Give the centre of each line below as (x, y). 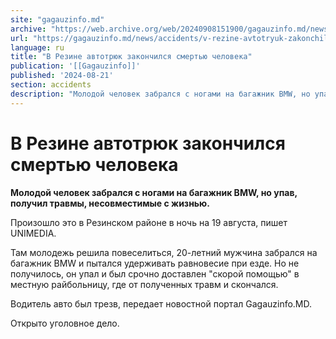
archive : (28, 29)
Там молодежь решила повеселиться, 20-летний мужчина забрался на (164, 252)
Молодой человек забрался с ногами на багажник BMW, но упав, (154, 192)
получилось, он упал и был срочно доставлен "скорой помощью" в (155, 273)
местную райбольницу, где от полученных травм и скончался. (144, 284)
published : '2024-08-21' (62, 76)
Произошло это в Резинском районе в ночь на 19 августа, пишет (149, 222)
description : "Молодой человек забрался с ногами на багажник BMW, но (160, 94)
